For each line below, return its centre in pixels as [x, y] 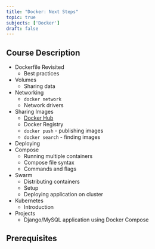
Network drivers [44, 105]
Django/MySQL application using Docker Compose [86, 220]
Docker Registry [44, 124]
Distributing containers [52, 182]
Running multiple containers [58, 156]
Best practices [41, 74]
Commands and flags [50, 169]
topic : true [21, 17]
